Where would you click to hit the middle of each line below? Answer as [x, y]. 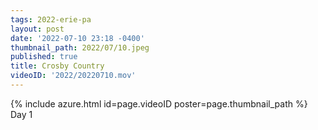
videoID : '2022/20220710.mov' [73, 76]
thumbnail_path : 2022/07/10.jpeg [80, 47]
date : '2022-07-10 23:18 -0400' [77, 38]
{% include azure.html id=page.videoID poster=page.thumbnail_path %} [159, 103]
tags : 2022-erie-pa [51, 19]
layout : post [37, 29]
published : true [44, 57]
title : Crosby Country [57, 66]
